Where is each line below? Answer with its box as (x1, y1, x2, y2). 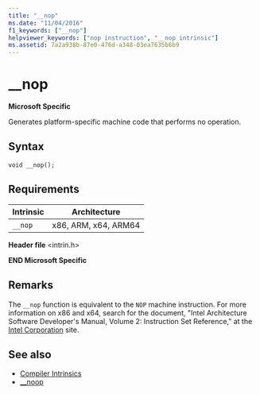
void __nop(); (8, 160, 56, 169)
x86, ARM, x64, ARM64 (51, 219, 141, 230)
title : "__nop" (8, 11, 59, 20)
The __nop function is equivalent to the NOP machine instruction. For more (8, 299, 246, 309)
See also (8, 347, 52, 361)
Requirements (8, 183, 80, 196)
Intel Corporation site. (8, 325, 80, 334)
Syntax (8, 140, 45, 153)
